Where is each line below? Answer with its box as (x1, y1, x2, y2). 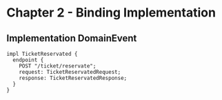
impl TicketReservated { (6, 50, 78, 57)
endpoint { (12, 57, 44, 63)
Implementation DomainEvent (6, 32, 137, 44)
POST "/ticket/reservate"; (19, 63, 97, 70)
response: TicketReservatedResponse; (19, 74, 128, 81)
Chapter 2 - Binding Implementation (6, 5, 216, 21)
